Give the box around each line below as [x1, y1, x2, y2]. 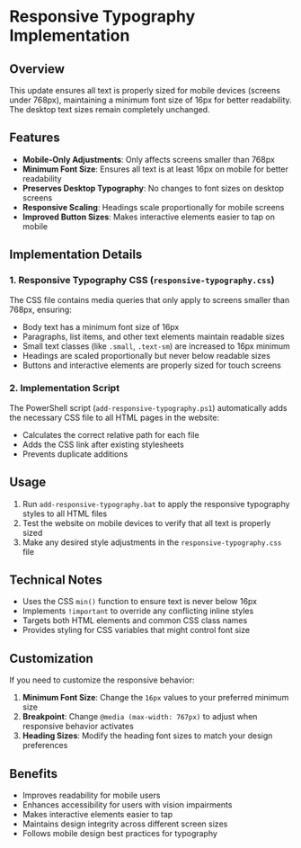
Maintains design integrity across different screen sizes [22, 818, 228, 829]
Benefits [9, 766, 58, 781]
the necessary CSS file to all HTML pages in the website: [9, 412, 220, 423]
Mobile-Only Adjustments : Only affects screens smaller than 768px [22, 154, 276, 165]
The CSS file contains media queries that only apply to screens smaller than [9, 294, 290, 305]
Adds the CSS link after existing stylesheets [22, 439, 184, 450]
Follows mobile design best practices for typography [22, 828, 218, 839]
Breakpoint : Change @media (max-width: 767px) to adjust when [22, 711, 258, 722]
